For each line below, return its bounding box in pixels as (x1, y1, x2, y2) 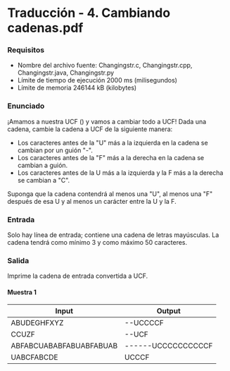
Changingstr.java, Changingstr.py (17, 68, 115, 77)
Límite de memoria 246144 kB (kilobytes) (17, 83, 137, 92)
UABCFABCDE (11, 352, 58, 362)
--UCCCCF (124, 317, 164, 327)
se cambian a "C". (17, 176, 70, 184)
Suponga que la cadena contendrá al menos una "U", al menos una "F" (7, 189, 213, 198)
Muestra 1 (7, 288, 37, 296)
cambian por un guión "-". (17, 146, 93, 154)
